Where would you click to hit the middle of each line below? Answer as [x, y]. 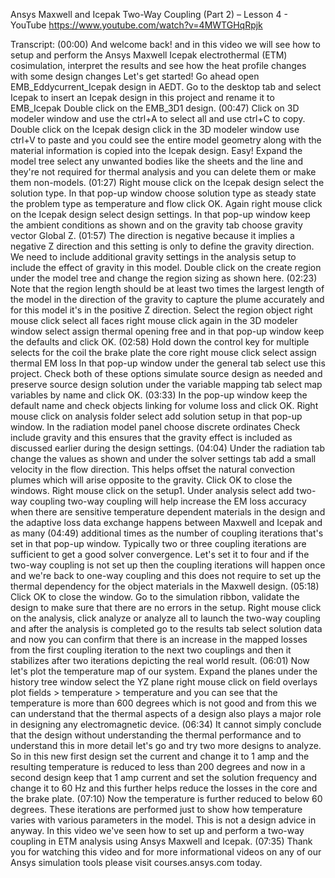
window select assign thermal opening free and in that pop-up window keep [167, 331]
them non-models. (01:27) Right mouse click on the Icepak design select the [167, 182]
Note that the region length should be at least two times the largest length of [167, 288]
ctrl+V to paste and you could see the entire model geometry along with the [166, 140]
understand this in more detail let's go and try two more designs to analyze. [166, 745]
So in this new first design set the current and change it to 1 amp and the [160, 756]
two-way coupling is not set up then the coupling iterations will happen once [168, 565]
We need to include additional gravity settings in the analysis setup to [153, 257]
